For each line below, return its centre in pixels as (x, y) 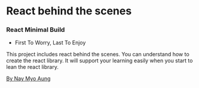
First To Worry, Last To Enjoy (50, 43)
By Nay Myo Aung (28, 78)
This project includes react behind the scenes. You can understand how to (98, 54)
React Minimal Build (36, 30)
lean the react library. (32, 67)
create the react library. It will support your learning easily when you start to (99, 60)
